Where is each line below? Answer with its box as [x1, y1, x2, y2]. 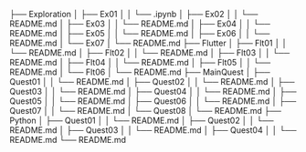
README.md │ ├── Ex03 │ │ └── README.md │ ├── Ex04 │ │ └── [9, 18, 271, 29]
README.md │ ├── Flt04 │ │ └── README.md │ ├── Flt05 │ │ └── [9, 57, 271, 67]
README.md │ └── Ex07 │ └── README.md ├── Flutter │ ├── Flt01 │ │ [9, 37, 288, 48]
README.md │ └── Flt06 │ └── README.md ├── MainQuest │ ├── [9, 66, 271, 77]
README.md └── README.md [9, 135, 126, 145]
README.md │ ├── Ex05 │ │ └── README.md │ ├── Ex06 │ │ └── [9, 28, 270, 38]
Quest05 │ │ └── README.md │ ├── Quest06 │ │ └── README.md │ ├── [9, 96, 297, 106]
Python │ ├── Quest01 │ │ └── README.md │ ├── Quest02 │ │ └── [9, 115, 274, 126]
